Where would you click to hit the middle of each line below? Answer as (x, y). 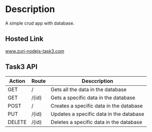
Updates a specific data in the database (98, 114)
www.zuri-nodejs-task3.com (35, 51)
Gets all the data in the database (89, 89)
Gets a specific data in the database (93, 97)
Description (30, 9)
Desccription (98, 81)
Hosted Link (24, 39)
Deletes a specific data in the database (97, 122)
